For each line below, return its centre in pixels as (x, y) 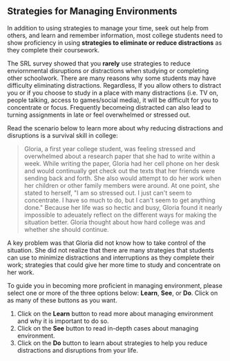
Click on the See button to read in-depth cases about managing (108, 328)
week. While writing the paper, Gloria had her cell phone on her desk (122, 163)
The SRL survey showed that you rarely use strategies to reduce (99, 63)
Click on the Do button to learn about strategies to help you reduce (112, 343)
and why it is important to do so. (63, 321)
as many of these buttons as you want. (62, 300)
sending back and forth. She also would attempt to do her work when (123, 178)
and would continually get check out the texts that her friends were (119, 170)
